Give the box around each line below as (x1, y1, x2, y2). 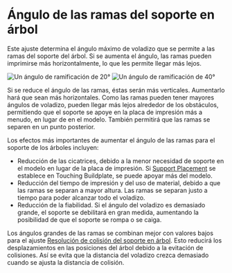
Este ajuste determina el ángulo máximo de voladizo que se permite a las (7, 44, 215, 53)
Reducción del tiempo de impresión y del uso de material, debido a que (17, 178, 221, 187)
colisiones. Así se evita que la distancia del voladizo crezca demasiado (7, 251, 209, 259)
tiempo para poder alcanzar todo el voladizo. (17, 194, 145, 202)
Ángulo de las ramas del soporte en (7, 7, 215, 23)
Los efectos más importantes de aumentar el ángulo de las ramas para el (7, 135, 215, 144)
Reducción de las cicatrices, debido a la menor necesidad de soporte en (17, 156, 224, 165)
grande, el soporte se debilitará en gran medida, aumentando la (17, 208, 199, 216)
